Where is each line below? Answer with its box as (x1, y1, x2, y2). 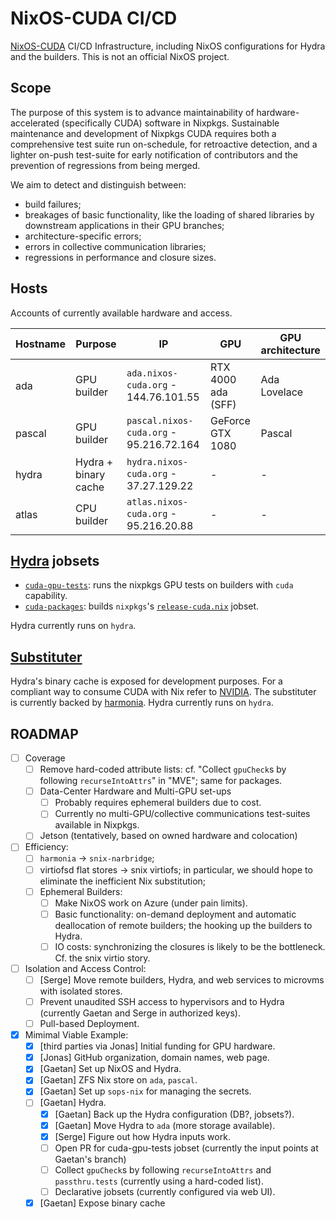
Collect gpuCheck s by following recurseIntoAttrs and (54, 1163, 272, 1176)
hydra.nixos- (126, 456, 189, 467)
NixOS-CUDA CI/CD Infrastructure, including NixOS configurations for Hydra (10, 40, 326, 52)
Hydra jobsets (10, 552, 100, 569)
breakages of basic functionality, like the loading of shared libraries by (24, 208, 315, 221)
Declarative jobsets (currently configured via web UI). (54, 1185, 276, 1197)
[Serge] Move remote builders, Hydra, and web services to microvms (39, 973, 325, 986)
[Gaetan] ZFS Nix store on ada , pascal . (39, 1074, 198, 1086)
